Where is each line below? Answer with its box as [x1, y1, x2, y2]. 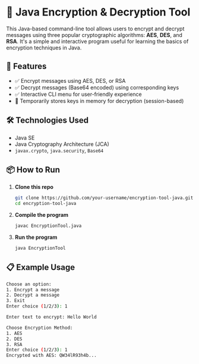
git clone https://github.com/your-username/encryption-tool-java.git [14, 195, 194, 201]
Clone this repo [14, 183, 53, 191]
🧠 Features [6, 61, 47, 71]
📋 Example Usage [6, 262, 75, 273]
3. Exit [6, 298, 26, 304]
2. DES [6, 336, 23, 342]
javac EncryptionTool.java [14, 223, 82, 229]
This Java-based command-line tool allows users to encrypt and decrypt [6, 25, 185, 32]
